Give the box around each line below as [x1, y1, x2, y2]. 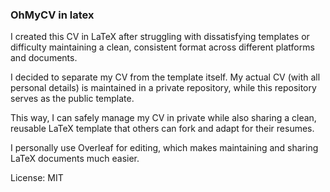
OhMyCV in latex [10, 8, 95, 22]
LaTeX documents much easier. [10, 153, 140, 165]
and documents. [10, 52, 78, 64]
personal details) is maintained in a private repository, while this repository [10, 82, 317, 94]
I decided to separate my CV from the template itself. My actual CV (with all [10, 71, 321, 83]
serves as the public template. [10, 93, 135, 105]
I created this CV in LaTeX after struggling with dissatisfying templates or [10, 31, 310, 43]
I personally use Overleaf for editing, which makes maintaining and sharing [10, 142, 319, 154]
